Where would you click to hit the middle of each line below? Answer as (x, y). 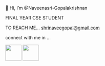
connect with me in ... (28, 38)
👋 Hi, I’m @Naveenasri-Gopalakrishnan (46, 8)
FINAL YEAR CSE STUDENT (35, 18)
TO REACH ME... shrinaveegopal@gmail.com (52, 28)
